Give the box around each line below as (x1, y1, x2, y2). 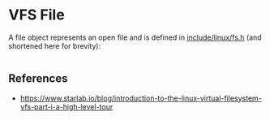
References (8, 71, 68, 86)
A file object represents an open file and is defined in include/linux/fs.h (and (8, 32, 262, 42)
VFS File (8, 6, 65, 24)
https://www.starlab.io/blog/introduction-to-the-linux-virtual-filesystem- (19, 93, 262, 103)
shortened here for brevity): (8, 41, 101, 50)
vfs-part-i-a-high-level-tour (19, 101, 114, 111)
